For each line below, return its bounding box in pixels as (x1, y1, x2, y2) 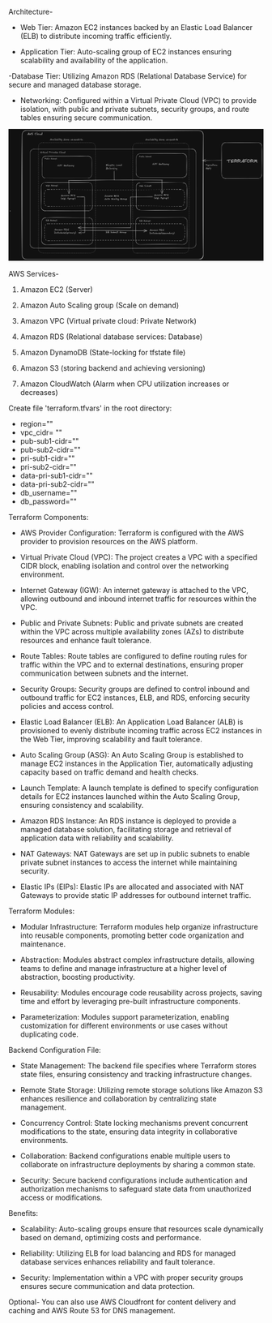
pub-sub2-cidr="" (19, 445, 81, 455)
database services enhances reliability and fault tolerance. (19, 1257, 216, 1267)
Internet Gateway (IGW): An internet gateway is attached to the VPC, (19, 586, 249, 595)
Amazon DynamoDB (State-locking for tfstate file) (19, 348, 186, 358)
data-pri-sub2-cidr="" (19, 479, 95, 489)
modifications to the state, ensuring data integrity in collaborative (19, 1127, 238, 1136)
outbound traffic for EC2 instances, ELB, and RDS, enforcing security (19, 693, 251, 702)
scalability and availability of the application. (19, 56, 168, 65)
